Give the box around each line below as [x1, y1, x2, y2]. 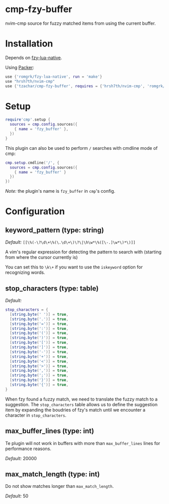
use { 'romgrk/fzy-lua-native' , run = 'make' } [5, 74, 102, 79]
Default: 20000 [5, 455, 37, 461]
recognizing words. [5, 269, 45, 275]
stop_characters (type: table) [5, 284, 99, 293]
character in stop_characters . [5, 412, 67, 418]
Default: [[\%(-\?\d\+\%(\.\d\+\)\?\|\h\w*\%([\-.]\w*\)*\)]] [5, 239, 136, 245]
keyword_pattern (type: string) [5, 226, 104, 234]
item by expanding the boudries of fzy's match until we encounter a [5, 407, 146, 413]
